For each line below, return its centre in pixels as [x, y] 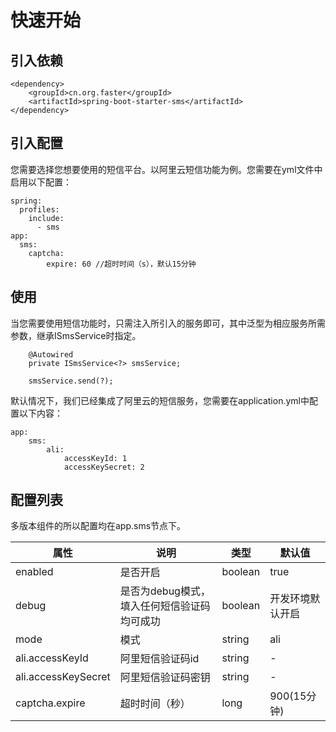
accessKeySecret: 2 [104, 467]
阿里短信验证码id [159, 659]
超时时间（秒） [155, 704]
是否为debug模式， [165, 591]
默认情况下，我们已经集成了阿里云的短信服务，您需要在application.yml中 [160, 400]
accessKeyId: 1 [95, 458]
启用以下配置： [41, 182]
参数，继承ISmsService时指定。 [76, 335]
